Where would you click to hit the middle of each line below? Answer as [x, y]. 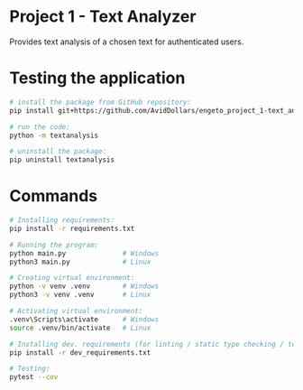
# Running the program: [54, 245]
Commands [54, 196]
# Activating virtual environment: [76, 311]
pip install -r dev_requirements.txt [80, 353]
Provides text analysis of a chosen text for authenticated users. [127, 42]
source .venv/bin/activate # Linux [80, 328]
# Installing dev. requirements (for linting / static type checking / [147, 344]
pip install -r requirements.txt [72, 228]
